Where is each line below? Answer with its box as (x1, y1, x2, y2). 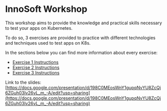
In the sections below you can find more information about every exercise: (5, 50, 158, 55)
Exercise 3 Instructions (12, 69, 60, 75)
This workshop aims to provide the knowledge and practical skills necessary (5, 20, 162, 26)
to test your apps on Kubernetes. (5, 25, 73, 31)
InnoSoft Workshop (5, 3, 88, 15)
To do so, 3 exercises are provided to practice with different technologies (5, 35, 156, 41)
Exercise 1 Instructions (12, 59, 59, 65)
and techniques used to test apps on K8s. (5, 40, 91, 46)
